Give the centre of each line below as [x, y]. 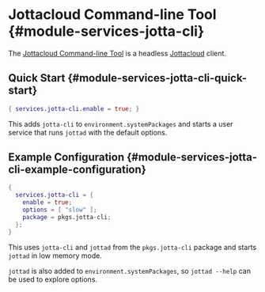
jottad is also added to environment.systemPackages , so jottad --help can [130, 271]
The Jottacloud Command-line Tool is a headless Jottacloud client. [117, 53]
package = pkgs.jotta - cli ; [67, 217]
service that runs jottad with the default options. [88, 132]
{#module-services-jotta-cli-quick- [157, 78]
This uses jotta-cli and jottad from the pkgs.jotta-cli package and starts [132, 247]
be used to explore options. [53, 279]
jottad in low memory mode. [55, 256]
